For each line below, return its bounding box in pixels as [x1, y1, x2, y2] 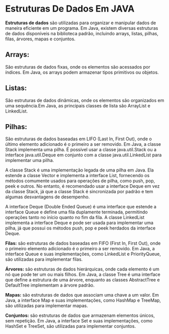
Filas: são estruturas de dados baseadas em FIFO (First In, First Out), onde [5, 240, 161, 246]
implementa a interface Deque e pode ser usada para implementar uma [5, 220, 154, 226]
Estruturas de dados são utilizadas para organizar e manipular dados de [5, 20, 156, 26]
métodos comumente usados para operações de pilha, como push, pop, [5, 178, 155, 184]
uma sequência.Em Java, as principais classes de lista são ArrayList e [5, 102, 150, 108]
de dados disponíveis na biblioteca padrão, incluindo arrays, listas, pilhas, [5, 30, 159, 36]
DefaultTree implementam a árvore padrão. [5, 282, 95, 288]
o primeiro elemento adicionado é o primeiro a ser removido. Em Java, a [5, 246, 155, 252]
